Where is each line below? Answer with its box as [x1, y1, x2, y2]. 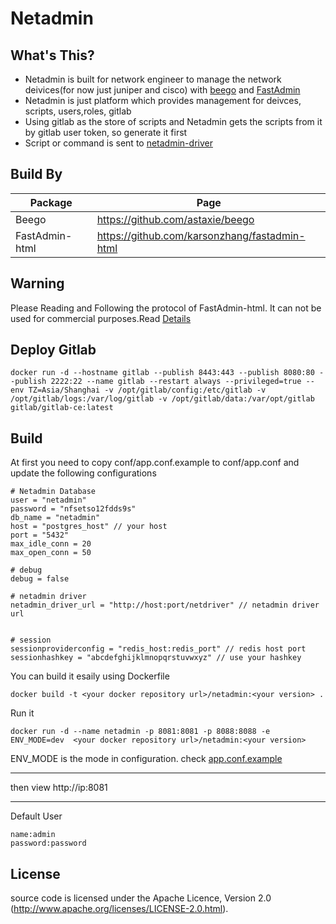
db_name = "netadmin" [10, 513, 101, 523]
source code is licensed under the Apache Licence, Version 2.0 [10, 892, 272, 904]
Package [29, 195, 73, 209]
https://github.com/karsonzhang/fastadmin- [96, 228, 306, 242]
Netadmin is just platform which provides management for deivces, [24, 95, 302, 106]
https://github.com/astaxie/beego [96, 212, 255, 226]
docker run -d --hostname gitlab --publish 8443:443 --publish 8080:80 [10, 368, 315, 378]
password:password [10, 838, 87, 849]
